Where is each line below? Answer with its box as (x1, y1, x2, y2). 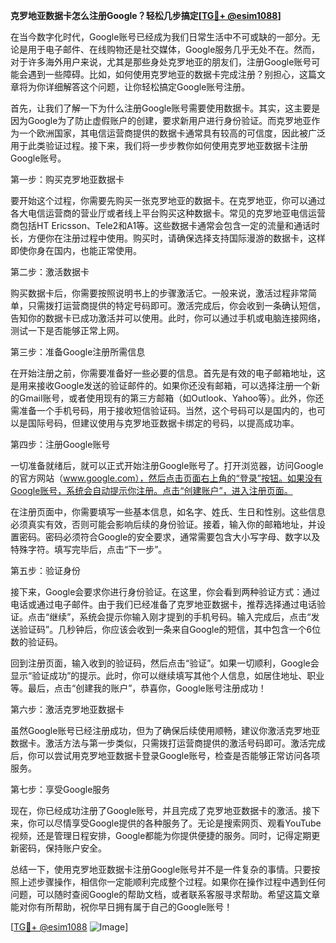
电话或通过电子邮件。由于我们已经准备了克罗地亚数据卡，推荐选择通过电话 (10, 599, 317, 610)
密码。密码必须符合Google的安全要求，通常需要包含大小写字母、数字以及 (18, 531, 321, 543)
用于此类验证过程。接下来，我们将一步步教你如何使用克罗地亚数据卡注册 (10, 140, 308, 151)
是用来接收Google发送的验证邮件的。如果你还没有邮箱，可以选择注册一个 (10, 380, 312, 391)
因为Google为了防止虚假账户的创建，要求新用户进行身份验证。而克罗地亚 (10, 115, 312, 126)
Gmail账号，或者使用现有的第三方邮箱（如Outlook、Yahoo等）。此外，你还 (18, 392, 325, 404)
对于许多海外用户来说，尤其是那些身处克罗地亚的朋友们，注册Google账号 (10, 56, 312, 68)
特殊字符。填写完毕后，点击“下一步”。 (10, 544, 168, 555)
